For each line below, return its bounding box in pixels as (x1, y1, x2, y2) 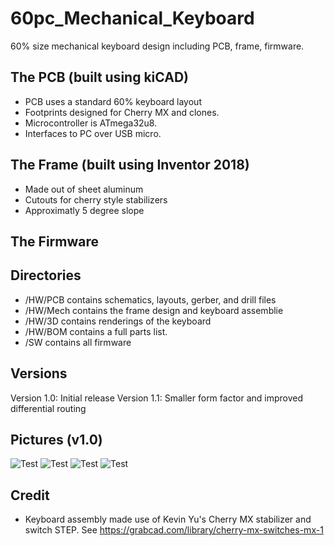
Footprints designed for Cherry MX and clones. (24, 106, 220, 118)
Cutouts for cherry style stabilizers (24, 193, 168, 206)
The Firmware (10, 233, 100, 250)
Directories (10, 267, 82, 284)
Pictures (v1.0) (10, 431, 103, 448)
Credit (10, 487, 50, 504)
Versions (10, 365, 68, 382)
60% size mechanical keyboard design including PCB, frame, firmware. (10, 40, 305, 52)
